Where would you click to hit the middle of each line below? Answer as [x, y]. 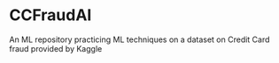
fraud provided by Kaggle [56, 48]
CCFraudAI [50, 15]
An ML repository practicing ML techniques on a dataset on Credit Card [139, 39]
